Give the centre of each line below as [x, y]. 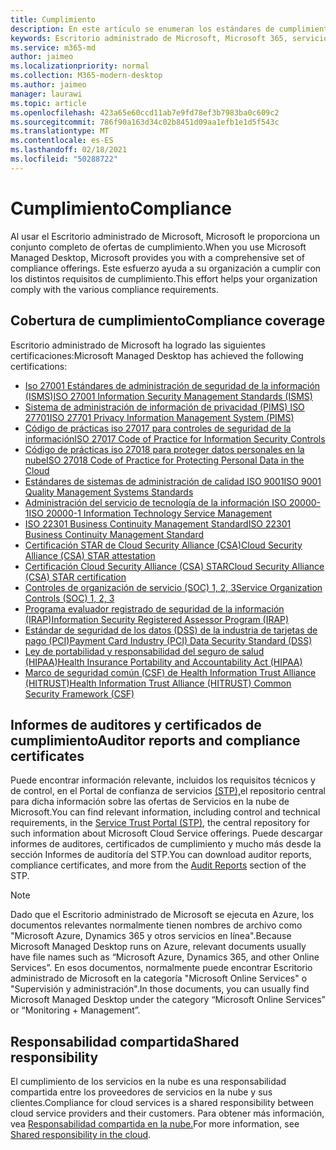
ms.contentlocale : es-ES [62, 141]
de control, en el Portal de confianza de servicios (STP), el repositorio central [168, 791]
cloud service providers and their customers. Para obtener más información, [167, 1113]
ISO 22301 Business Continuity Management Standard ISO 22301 [158, 523]
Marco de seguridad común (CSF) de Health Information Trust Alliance [170, 672]
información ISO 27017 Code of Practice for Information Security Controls [175, 438]
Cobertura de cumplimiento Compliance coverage [168, 321]
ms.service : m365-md [53, 47]
